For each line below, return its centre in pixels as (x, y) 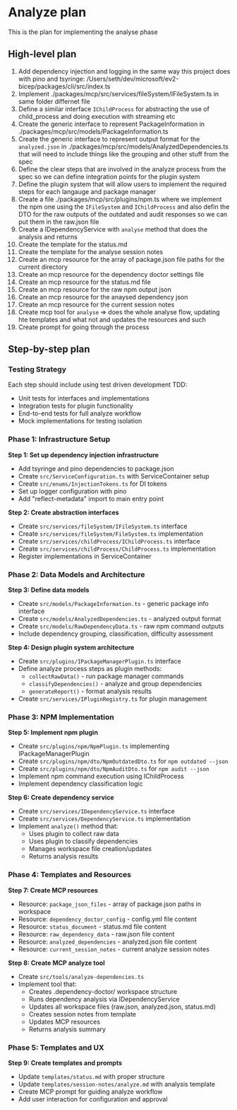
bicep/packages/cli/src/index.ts (64, 86)
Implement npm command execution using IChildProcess (101, 777)
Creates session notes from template (82, 1014)
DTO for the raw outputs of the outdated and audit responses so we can (123, 214)
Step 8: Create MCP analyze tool (56, 963)
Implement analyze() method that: (68, 826)
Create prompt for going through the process (84, 327)
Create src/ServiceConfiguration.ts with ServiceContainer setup (114, 476)
